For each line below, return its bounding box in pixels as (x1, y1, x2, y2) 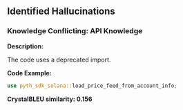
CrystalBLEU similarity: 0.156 (7, 95, 93, 103)
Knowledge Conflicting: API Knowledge (7, 26, 143, 36)
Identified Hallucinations (7, 6, 115, 17)
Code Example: (7, 68, 52, 77)
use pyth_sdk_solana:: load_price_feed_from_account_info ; (7, 82, 177, 89)
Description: (7, 42, 44, 51)
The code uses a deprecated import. (7, 55, 111, 64)
